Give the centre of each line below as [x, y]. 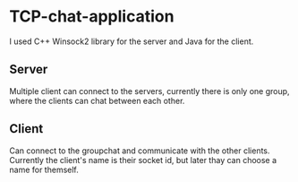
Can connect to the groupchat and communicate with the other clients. [140, 151]
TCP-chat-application [92, 17]
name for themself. [44, 169]
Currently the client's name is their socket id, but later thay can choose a [143, 160]
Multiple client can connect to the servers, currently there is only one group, [149, 91]
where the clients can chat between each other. [97, 100]
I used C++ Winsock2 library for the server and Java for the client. [132, 41]
